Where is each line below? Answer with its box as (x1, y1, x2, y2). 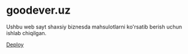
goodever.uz (6, 4, 71, 17)
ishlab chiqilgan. (6, 29, 47, 36)
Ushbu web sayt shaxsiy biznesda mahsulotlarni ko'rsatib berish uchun (6, 23, 182, 30)
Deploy (6, 41, 24, 48)
